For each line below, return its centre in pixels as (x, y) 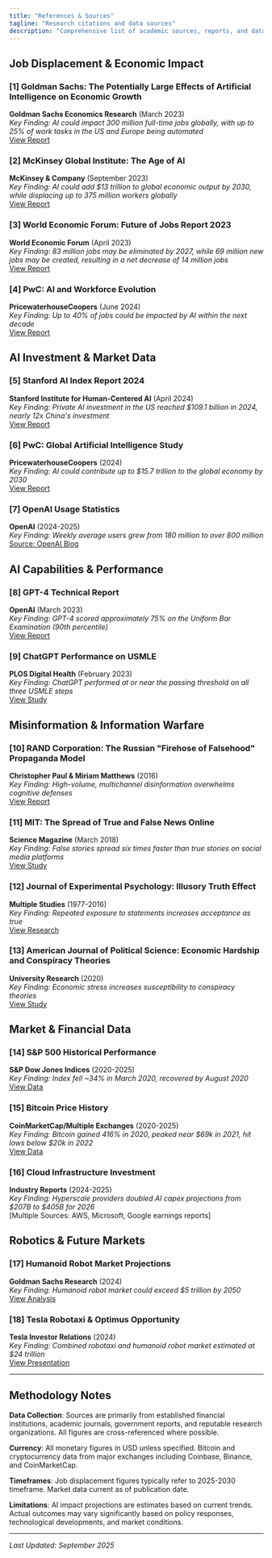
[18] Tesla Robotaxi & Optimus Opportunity (95, 1319)
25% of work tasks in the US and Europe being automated (107, 132)
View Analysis (32, 1298)
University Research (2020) (56, 978)
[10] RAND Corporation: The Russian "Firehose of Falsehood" (132, 748)
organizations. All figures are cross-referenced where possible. (114, 1432)
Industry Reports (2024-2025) (61, 1190)
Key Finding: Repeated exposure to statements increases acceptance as (130, 913)
